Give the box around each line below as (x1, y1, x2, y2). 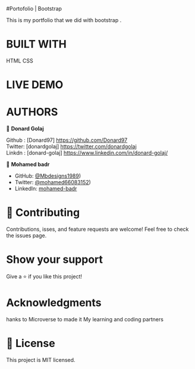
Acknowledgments (6, 296, 102, 309)
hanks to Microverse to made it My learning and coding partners (6, 315, 163, 323)
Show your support (6, 253, 103, 266)
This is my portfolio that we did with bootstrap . (6, 17, 122, 23)
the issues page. (6, 232, 47, 239)
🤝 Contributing (6, 206, 80, 219)
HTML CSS (6, 57, 34, 64)
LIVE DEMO (6, 78, 64, 92)
